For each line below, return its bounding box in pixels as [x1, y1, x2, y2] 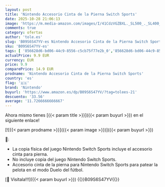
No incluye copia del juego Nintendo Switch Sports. [12, 156, 117, 162]
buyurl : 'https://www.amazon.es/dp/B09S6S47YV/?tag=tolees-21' [5, 90, 137, 94]
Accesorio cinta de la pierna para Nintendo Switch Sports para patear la [12, 162, 158, 168]
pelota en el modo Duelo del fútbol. [12, 167, 83, 173]
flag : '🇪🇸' [5, 80, 29, 85]
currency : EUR [5, 58, 34, 62]
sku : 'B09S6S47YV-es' [5, 44, 50, 49]
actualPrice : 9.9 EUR [5, 53, 50, 58]
